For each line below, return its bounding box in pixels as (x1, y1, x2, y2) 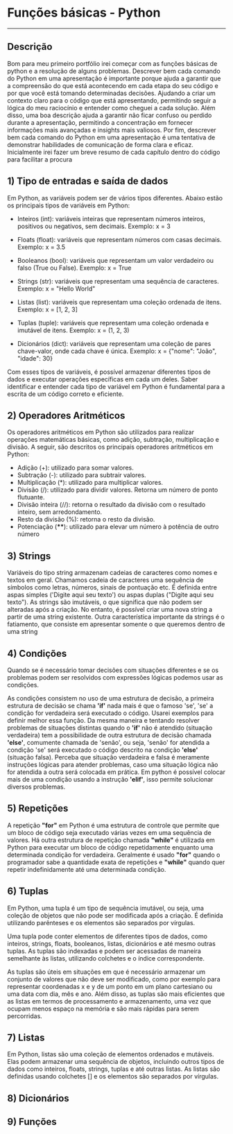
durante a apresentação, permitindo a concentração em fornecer (7, 118, 193, 126)
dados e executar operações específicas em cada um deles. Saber (7, 375, 198, 383)
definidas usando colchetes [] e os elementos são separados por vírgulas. (7, 1072, 219, 1081)
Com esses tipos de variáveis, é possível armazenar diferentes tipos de (7, 368, 211, 376)
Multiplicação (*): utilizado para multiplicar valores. (17, 479, 164, 487)
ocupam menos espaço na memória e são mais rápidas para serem (7, 1004, 200, 1013)
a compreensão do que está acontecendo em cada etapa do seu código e (7, 81, 218, 89)
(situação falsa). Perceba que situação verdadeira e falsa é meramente (7, 753, 209, 761)
